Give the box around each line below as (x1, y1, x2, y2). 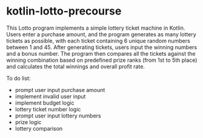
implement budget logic (15, 99, 75, 107)
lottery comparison (15, 125, 63, 132)
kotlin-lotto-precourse (6, 4, 122, 18)
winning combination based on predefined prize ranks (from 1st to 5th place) (6, 56, 198, 64)
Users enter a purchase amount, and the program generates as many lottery (6, 30, 197, 38)
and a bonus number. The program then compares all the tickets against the (6, 50, 196, 57)
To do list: (6, 74, 31, 82)
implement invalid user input (15, 93, 86, 100)
